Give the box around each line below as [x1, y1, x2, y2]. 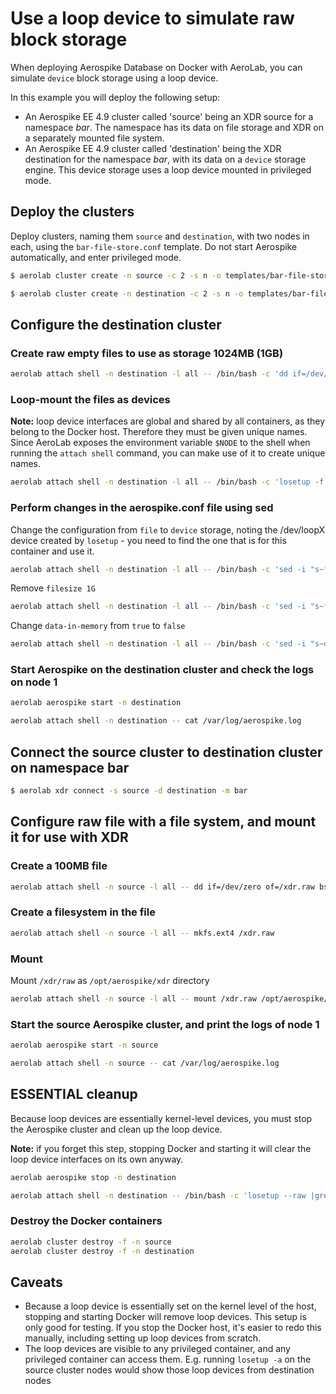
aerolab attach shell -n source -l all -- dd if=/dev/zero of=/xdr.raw [10, 882, 315, 892]
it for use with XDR [10, 829, 129, 846]
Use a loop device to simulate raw [10, 7, 295, 30]
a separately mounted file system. [24, 132, 165, 144]
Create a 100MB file [10, 859, 108, 873]
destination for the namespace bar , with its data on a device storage [24, 153, 307, 165]
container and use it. [10, 545, 95, 557]
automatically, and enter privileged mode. [10, 251, 182, 263]
